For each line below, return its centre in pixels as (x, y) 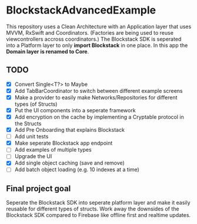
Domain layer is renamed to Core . (48, 51)
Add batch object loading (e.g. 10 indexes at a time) (77, 170)
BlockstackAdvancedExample (81, 10)
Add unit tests (31, 136)
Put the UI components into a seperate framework (75, 110)
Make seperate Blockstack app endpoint (64, 143)
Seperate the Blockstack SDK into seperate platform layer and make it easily (98, 203)
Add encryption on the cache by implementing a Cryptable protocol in (99, 117)
